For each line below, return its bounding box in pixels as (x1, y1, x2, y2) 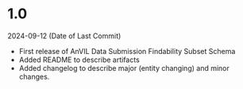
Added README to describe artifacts (18, 55, 140, 64)
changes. (18, 72, 50, 81)
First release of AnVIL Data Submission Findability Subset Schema (18, 46, 236, 56)
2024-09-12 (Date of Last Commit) (7, 31, 121, 41)
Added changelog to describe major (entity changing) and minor (18, 63, 229, 72)
